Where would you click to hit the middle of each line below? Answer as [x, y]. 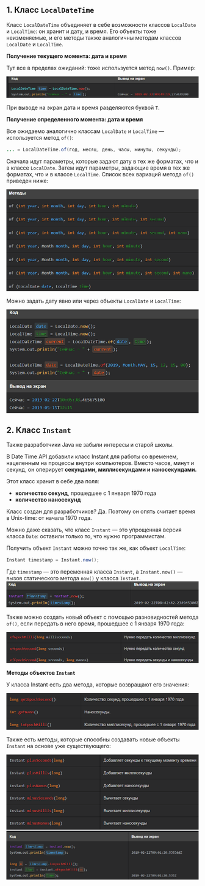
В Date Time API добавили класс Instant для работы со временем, [92, 456]
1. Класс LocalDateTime [50, 10]
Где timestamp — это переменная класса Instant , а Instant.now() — [95, 572]
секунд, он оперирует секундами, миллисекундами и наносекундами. [102, 470]
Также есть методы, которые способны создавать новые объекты [93, 739]
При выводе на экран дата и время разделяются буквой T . [83, 108]
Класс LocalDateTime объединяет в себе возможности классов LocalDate [101, 24]
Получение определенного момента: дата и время [75, 120]
